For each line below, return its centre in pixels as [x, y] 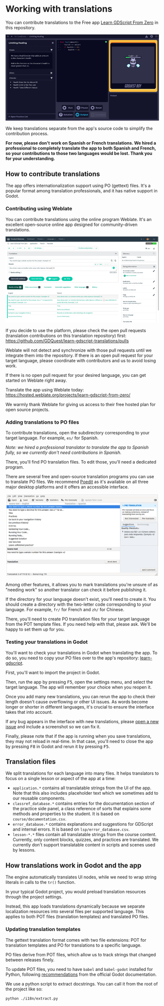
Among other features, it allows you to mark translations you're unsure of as [82, 585]
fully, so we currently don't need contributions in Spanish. [64, 453]
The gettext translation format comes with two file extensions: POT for [76, 940]
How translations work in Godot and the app [73, 865]
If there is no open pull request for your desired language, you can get [76, 375]
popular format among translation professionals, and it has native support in [82, 191]
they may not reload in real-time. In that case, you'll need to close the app [79, 741]
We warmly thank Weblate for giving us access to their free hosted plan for [81, 405]
